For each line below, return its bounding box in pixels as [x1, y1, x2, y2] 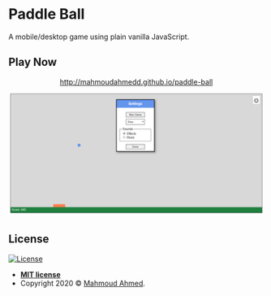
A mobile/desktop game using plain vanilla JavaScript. [8, 32, 190, 41]
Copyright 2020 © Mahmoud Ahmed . [19, 278, 146, 288]
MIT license [19, 269, 61, 279]
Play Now [8, 55, 58, 69]
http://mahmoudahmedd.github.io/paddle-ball [59, 76, 213, 86]
